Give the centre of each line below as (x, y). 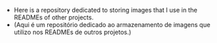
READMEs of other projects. (53, 17)
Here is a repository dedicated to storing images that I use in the (105, 10)
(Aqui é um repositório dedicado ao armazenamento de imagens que (112, 25)
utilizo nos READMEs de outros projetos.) (72, 32)
